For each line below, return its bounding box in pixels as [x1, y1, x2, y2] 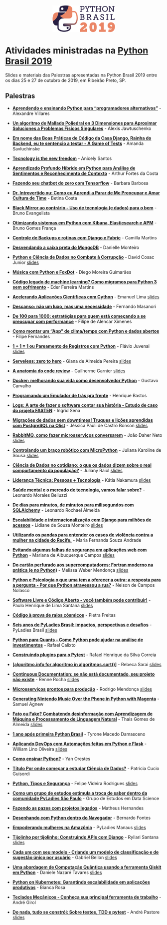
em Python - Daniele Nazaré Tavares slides [12, 869, 102, 875]
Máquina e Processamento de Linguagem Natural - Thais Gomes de [12, 716, 155, 722]
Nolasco [12, 587, 30, 593]
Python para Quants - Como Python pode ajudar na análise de [12, 637, 144, 643]
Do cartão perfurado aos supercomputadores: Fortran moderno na [12, 562, 154, 568]
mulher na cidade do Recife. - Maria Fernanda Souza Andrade [12, 537, 142, 543]
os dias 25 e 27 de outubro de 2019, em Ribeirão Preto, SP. [5, 77, 126, 83]
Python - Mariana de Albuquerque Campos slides [12, 552, 115, 558]
